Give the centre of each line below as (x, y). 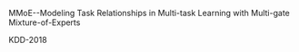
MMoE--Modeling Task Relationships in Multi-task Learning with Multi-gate (149, 13)
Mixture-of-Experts (45, 22)
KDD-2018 (28, 40)
